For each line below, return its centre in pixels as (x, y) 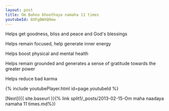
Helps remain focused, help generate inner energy (58, 44)
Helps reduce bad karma (31, 79)
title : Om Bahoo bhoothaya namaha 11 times (52, 15)
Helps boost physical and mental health (47, 53)
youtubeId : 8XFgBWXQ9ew (31, 19)
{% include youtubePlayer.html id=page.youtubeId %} (62, 89)
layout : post (19, 10)
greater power (20, 69)
